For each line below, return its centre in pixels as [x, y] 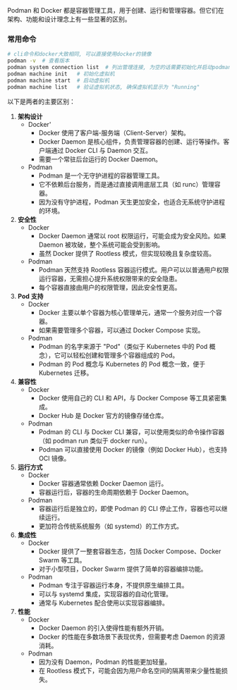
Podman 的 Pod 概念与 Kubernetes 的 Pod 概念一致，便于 [122, 364]
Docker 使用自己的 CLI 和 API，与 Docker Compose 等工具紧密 [129, 398]
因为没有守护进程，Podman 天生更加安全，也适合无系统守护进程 [132, 202]
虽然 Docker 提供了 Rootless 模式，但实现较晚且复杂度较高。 [127, 253]
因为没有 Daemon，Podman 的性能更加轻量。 [105, 662]
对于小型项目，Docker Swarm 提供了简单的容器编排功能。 [123, 569]
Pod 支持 [30, 296]
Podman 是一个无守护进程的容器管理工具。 [101, 175]
